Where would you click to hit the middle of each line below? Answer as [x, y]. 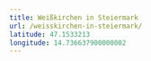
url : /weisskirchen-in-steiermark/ [76, 26]
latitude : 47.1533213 [50, 34]
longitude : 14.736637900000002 [68, 43]
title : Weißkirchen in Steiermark [74, 17]
